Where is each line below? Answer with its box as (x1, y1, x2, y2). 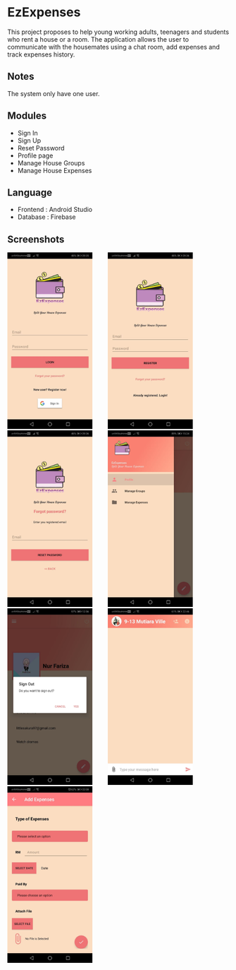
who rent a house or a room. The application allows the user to (7, 35, 189, 43)
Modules (7, 110, 47, 122)
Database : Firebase (17, 213, 76, 221)
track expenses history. (7, 50, 75, 59)
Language (7, 187, 53, 199)
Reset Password (17, 143, 65, 152)
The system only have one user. (7, 89, 100, 97)
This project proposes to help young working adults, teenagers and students (7, 28, 230, 36)
